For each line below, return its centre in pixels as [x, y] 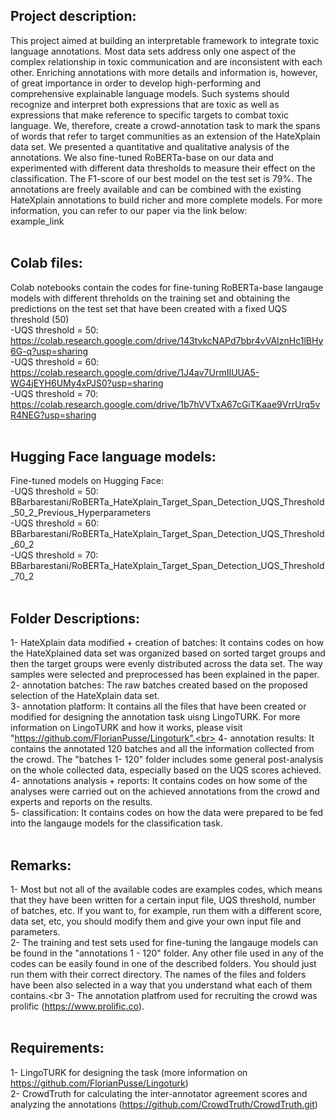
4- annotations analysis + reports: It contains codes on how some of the [159, 781]
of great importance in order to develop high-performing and [136, 83]
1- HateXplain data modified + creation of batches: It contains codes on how [167, 643]
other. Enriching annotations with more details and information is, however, [164, 72]
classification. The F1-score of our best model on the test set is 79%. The [161, 178]
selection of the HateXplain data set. [85, 696]
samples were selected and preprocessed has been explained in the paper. [165, 675]
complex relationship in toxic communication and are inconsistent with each [166, 61]
